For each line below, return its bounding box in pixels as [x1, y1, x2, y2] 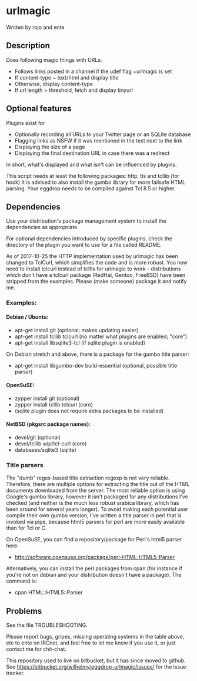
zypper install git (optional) [14, 395, 80, 402]
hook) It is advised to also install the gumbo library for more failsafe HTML [6, 178, 186, 186]
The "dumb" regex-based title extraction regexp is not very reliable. [6, 474, 170, 481]
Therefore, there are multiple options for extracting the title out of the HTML [6, 481, 190, 488]
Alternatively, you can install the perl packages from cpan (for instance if [6, 565, 182, 572]
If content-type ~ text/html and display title [14, 74, 119, 81]
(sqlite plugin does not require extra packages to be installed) [14, 407, 164, 414]
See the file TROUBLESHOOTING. [6, 622, 88, 629]
